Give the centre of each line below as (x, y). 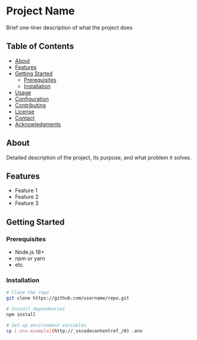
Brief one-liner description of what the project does (70, 27)
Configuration (32, 99)
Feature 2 (27, 197)
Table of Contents (40, 46)
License (24, 111)
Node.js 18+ (30, 252)
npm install (21, 314)
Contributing (30, 105)
